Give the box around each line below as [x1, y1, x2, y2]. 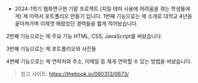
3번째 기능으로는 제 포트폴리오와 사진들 [6, 45, 96, 52]
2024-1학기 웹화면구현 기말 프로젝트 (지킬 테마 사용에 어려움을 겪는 [14, 5, 170, 12]
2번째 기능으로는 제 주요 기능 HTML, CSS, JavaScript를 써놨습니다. [6, 33, 163, 40]
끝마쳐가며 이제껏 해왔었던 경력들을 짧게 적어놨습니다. [14, 20, 138, 27]
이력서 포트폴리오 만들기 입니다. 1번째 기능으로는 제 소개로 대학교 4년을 [29, 12, 193, 20]
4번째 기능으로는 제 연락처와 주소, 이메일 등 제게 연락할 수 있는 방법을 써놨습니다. [6, 58, 192, 65]
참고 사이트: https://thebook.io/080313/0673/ [20, 71, 129, 77]
